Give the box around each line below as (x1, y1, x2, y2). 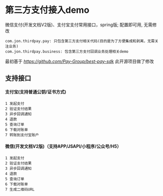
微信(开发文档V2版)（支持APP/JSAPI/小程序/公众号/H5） (5, 143, 122, 149)
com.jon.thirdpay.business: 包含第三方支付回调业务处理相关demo (5, 49, 129, 54)
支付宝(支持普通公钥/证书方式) (5, 89, 66, 95)
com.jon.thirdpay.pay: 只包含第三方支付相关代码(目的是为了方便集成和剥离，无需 (5, 38, 155, 43)
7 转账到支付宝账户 (5, 132, 39, 137)
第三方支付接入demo (5, 4, 90, 16)
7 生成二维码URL (5, 187, 35, 192)
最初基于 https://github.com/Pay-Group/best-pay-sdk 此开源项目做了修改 (5, 58, 154, 64)
